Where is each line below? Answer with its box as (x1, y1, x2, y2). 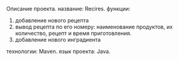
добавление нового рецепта (15, 17, 89, 24)
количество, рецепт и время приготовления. (15, 30, 132, 37)
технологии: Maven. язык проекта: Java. (6, 48, 111, 55)
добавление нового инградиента (15, 36, 101, 43)
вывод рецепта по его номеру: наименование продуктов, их (15, 24, 173, 30)
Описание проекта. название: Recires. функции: (6, 5, 131, 12)
